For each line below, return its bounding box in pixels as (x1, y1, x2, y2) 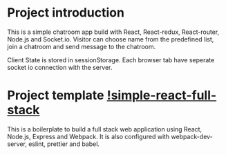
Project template (7, 88, 105, 103)
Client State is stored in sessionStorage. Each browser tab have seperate (7, 55, 215, 64)
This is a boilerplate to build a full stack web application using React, (7, 125, 203, 133)
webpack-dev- (171, 132, 213, 140)
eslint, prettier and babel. (28, 140, 100, 148)
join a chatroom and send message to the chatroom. (7, 42, 156, 51)
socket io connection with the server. (7, 63, 113, 71)
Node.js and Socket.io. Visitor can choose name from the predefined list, (7, 35, 214, 43)
